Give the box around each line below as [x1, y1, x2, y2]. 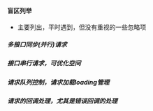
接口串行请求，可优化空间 [7, 59, 81, 67]
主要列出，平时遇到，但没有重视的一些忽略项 [17, 23, 147, 31]
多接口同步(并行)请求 [7, 40, 68, 49]
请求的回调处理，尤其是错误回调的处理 [7, 96, 117, 105]
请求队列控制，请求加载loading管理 [7, 78, 110, 86]
